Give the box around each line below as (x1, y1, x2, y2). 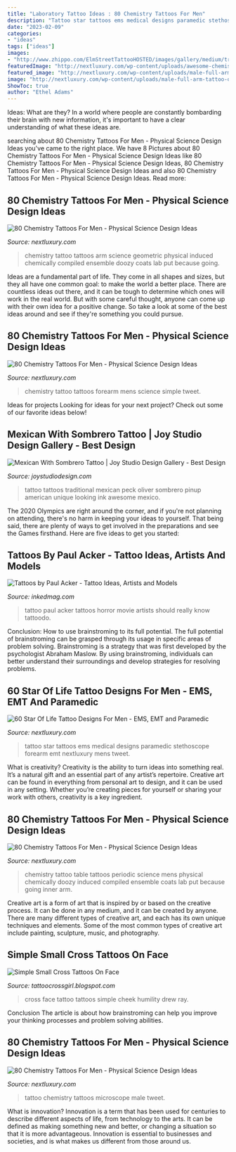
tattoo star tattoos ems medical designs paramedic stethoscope (24, 742, 209, 750)
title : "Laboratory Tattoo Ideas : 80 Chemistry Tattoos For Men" (7, 10, 206, 18)
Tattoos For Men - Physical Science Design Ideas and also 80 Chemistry (7, 167, 216, 175)
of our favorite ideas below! (7, 408, 87, 416)
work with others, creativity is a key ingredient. (7, 793, 143, 802)
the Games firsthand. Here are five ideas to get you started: (7, 529, 180, 537)
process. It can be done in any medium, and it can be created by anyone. (7, 907, 219, 914)
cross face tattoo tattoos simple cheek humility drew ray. (24, 994, 189, 1003)
